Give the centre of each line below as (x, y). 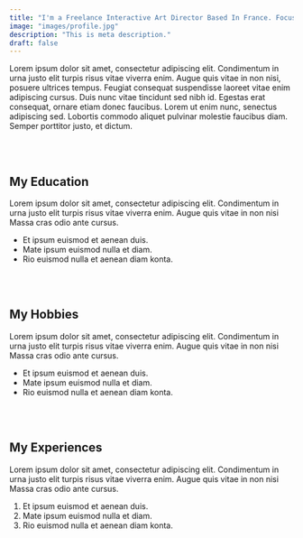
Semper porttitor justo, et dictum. (71, 126)
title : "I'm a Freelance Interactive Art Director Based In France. (141, 18)
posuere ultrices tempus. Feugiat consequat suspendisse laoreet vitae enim (150, 88)
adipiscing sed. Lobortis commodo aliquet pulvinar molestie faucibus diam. (149, 116)
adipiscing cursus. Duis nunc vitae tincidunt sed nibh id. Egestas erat (138, 97)
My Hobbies (44, 315)
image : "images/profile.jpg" (64, 26)
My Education (49, 181)
